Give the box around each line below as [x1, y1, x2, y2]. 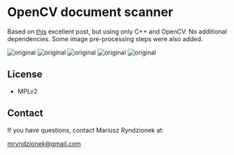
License [7, 68, 43, 80]
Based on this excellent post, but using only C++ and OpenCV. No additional [7, 27, 228, 36]
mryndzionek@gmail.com [7, 139, 81, 147]
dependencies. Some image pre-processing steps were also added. [7, 34, 203, 43]
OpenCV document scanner [7, 4, 174, 20]
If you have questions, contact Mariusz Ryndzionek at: [7, 126, 165, 134]
